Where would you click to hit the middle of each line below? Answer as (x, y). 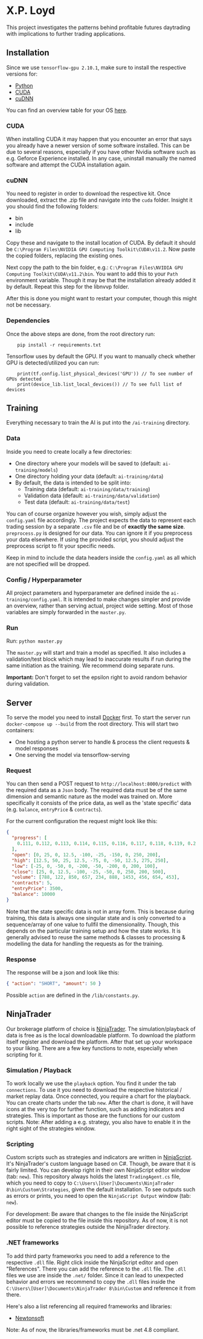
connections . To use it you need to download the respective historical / (94, 1090)
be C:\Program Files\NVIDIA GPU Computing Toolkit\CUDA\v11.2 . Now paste (101, 250)
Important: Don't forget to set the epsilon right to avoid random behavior (97, 677)
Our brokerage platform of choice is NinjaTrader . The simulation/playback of (101, 1029)
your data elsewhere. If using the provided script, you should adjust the (95, 539)
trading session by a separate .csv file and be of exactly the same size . (96, 526)
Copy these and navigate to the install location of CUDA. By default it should (101, 243)
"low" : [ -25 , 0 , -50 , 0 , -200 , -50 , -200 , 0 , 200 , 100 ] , (85, 866)
